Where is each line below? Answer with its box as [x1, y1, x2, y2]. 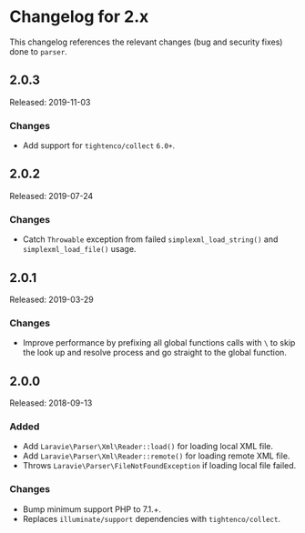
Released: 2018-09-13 [9, 397, 93, 408]
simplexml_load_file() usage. [22, 244, 137, 255]
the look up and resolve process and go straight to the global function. [22, 347, 287, 358]
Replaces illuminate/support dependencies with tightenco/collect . [22, 513, 280, 524]
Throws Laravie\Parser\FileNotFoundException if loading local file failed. [22, 460, 297, 471]
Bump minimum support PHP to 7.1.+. [22, 503, 162, 515]
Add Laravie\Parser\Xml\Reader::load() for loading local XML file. [22, 441, 273, 452]
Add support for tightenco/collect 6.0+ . [22, 140, 176, 151]
